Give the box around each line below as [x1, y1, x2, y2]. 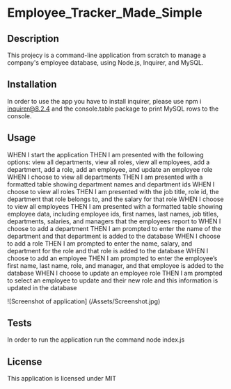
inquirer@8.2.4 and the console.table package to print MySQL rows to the [7, 104, 219, 113]
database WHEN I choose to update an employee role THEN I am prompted [7, 269, 223, 277]
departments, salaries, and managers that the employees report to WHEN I [7, 217, 221, 225]
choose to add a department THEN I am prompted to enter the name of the [7, 224, 221, 232]
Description [7, 33, 59, 45]
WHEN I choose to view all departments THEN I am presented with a [7, 173, 203, 181]
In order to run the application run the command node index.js [7, 335, 185, 344]
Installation [7, 79, 57, 90]
